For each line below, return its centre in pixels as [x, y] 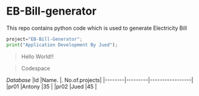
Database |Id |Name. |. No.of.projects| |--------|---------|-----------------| [100, 80]
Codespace [35, 68]
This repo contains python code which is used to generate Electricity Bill [96, 28]
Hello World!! [37, 57]
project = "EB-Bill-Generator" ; [45, 39]
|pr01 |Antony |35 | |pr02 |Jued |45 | [52, 86]
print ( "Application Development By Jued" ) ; [62, 45]
